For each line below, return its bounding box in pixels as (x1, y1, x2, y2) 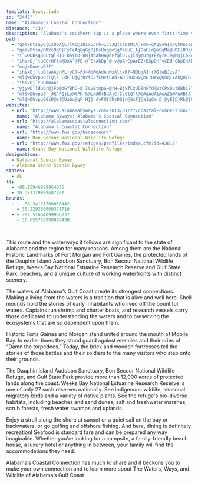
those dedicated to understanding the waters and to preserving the (6, 312, 169, 319)
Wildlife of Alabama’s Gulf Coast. (6, 471, 86, 478)
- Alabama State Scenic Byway (11, 162, 85, 168)
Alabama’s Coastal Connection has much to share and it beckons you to (6, 459, 181, 466)
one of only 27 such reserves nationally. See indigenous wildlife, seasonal (6, 386, 186, 393)
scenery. (6, 276, 28, 283)
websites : (6, 102, 31, 108)
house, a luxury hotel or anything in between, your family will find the (6, 441, 174, 448)
